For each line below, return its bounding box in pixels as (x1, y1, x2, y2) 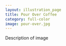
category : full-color (5, 16, 50, 21)
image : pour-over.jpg (5, 21, 50, 26)
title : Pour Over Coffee (5, 12, 57, 17)
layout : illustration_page (5, 7, 61, 12)
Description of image (5, 35, 48, 41)
